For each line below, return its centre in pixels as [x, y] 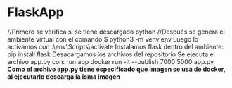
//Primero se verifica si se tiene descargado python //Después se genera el [116, 32]
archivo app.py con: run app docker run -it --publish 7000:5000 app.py [111, 61]
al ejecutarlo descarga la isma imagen [64, 76]
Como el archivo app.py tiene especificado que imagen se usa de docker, [116, 69]
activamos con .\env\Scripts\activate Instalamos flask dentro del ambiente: [115, 46]
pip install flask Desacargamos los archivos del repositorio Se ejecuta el [111, 54]
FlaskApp [36, 12]
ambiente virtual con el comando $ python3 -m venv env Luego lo [103, 39]
